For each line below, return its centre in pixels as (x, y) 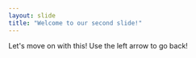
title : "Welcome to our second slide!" (75, 23)
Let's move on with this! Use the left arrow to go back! (98, 45)
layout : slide (32, 15)
